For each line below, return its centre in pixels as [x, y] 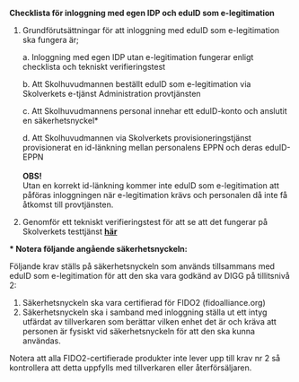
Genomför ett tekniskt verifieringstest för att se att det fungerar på [145, 222]
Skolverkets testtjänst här [70, 231]
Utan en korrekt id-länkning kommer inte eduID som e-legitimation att [151, 186]
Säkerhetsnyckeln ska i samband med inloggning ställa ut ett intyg [145, 312]
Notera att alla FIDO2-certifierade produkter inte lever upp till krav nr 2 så [145, 358]
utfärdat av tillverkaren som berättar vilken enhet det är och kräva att [149, 321]
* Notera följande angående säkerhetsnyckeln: [98, 249]
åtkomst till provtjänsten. [68, 204]
